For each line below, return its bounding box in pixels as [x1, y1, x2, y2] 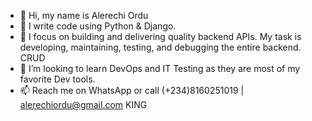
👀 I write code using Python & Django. [19, 20, 177, 32]
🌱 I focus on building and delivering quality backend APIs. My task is [19, 31, 302, 42]
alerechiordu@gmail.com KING [19, 99, 148, 110]
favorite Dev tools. [19, 73, 96, 85]
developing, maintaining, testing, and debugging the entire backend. [19, 41, 302, 53]
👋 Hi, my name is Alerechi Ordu [19, 10, 149, 21]
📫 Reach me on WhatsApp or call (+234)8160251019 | [19, 85, 245, 96]
